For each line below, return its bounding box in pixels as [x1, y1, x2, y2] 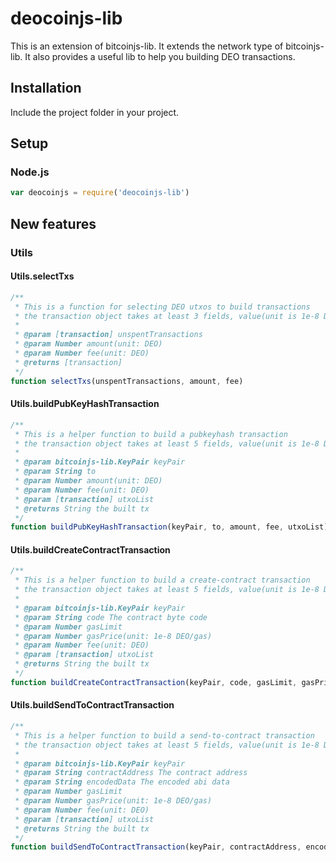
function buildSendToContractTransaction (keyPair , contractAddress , [10, 842, 302, 852]
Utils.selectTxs [10, 270, 75, 282]
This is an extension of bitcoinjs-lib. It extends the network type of [10, 40, 284, 52]
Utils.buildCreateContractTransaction [10, 543, 171, 556]
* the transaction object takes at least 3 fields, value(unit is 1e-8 [14, 311, 320, 321]
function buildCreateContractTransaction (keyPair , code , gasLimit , [10, 677, 298, 687]
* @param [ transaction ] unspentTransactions [14, 330, 203, 340]
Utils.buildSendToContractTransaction [10, 699, 175, 711]
